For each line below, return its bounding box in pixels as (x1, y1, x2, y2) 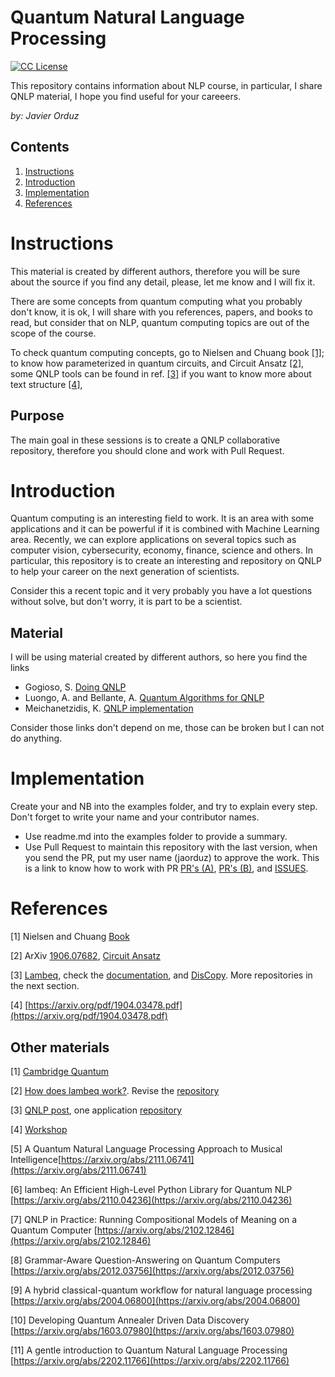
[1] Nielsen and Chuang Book (10, 931, 130, 943)
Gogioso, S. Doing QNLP (24, 681, 127, 693)
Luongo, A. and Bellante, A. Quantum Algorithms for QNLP (24, 692, 265, 704)
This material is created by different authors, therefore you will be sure (10, 265, 301, 277)
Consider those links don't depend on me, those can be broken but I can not (10, 722, 325, 734)
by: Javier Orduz (10, 109, 80, 121)
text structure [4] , (10, 378, 83, 390)
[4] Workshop (10, 1123, 68, 1135)
